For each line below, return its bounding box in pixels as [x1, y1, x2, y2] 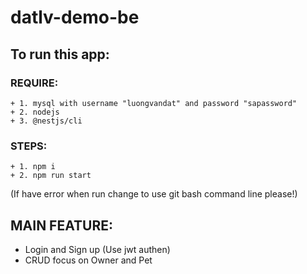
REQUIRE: [10, 76, 59, 90]
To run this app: [10, 46, 110, 63]
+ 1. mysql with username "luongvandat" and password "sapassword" [10, 98, 298, 108]
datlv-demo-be [10, 6, 140, 29]
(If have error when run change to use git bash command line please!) [10, 188, 298, 200]
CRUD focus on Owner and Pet [24, 254, 153, 266]
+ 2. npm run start [10, 171, 92, 181]
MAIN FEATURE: [10, 217, 113, 234]
